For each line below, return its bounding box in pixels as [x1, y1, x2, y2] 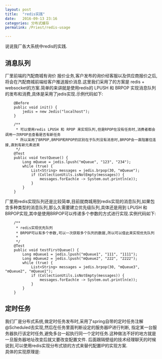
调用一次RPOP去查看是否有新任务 [5, 132, 61, 137]
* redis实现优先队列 [16, 225, 53, 230]
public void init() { [14, 105, 57, 110]
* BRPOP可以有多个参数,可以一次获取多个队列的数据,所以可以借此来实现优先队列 [16, 230, 155, 236]
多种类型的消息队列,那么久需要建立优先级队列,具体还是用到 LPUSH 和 [9, 205, 147, 210]
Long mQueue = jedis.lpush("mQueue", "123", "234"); [22, 159, 131, 164]
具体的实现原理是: [5, 348, 41, 355]
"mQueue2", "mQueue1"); [5, 269, 53, 274]
